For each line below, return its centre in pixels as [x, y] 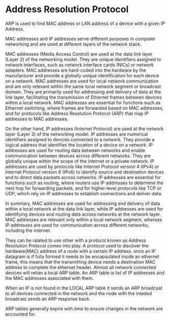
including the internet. [28, 230]
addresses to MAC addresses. [37, 119]
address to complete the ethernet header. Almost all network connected [81, 267]
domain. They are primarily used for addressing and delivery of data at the [83, 92]
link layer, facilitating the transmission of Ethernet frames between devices [83, 97]
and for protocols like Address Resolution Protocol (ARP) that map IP [77, 113]
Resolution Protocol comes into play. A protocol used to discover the [77, 246]
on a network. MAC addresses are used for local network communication [82, 81]
